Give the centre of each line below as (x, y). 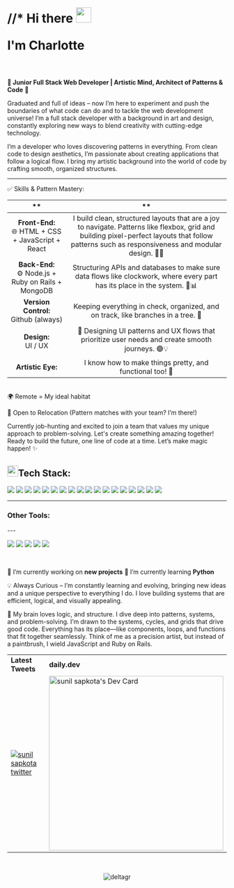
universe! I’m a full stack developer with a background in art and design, (111, 118)
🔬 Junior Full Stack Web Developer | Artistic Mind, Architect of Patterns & (115, 82)
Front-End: (37, 223)
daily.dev (65, 665)
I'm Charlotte (46, 46)
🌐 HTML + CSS (37, 232)
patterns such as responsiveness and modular (146, 244)
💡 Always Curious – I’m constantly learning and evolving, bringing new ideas (117, 586)
